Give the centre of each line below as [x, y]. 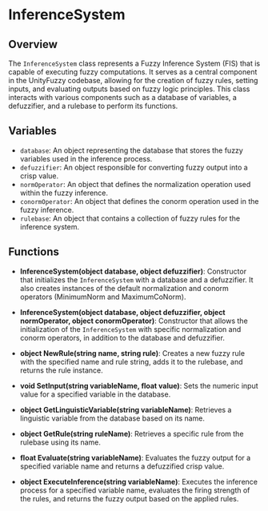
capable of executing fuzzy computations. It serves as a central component [133, 72]
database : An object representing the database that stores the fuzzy [132, 150]
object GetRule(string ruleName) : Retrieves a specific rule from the [132, 433]
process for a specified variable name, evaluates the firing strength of [135, 490]
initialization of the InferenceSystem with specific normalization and [130, 329]
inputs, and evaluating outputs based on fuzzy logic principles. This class [129, 89]
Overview [33, 44]
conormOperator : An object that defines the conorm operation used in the [139, 201]
